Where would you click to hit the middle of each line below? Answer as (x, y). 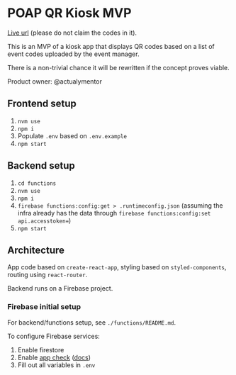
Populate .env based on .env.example (72, 135)
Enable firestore (41, 349)
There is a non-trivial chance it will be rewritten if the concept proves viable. (119, 67)
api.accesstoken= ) (44, 220)
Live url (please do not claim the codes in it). (72, 33)
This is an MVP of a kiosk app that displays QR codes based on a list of (111, 46)
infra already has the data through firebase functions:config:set (114, 213)
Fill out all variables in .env (56, 365)
